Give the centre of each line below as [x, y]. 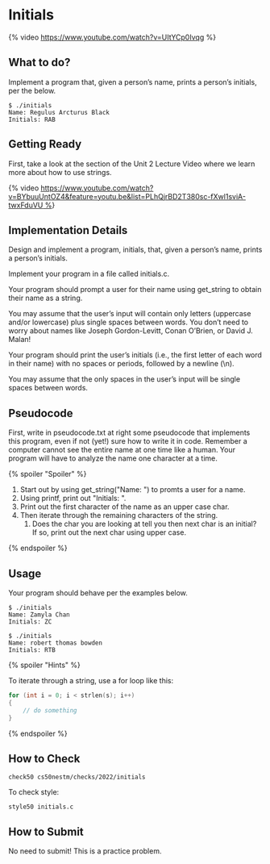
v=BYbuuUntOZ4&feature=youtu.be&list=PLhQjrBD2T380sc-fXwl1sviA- [127, 196]
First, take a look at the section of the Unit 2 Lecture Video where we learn [132, 164]
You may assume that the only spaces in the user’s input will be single [124, 379]
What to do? [39, 63]
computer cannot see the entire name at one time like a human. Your [122, 450]
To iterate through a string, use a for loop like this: [91, 680]
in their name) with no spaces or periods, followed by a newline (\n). [122, 364]
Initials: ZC [30, 622]
